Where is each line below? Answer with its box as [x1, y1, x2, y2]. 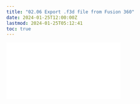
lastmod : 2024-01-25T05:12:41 [6, 20, 83, 26]
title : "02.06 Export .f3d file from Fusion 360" [6, 8, 135, 15]
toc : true [6, 25, 32, 32]
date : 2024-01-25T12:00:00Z [6, 15, 78, 21]
